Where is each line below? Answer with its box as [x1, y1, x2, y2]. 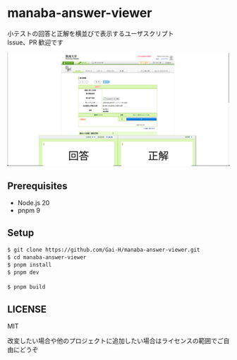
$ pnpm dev [7, 269, 39, 276]
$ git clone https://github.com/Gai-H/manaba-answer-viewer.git [7, 246, 200, 253]
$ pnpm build [7, 284, 46, 291]
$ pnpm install [7, 261, 52, 268]
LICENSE [7, 303, 47, 315]
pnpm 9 [17, 207, 41, 215]
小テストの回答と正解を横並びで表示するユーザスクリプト [7, 29, 174, 37]
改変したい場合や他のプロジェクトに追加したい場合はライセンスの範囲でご [7, 337, 224, 345]
